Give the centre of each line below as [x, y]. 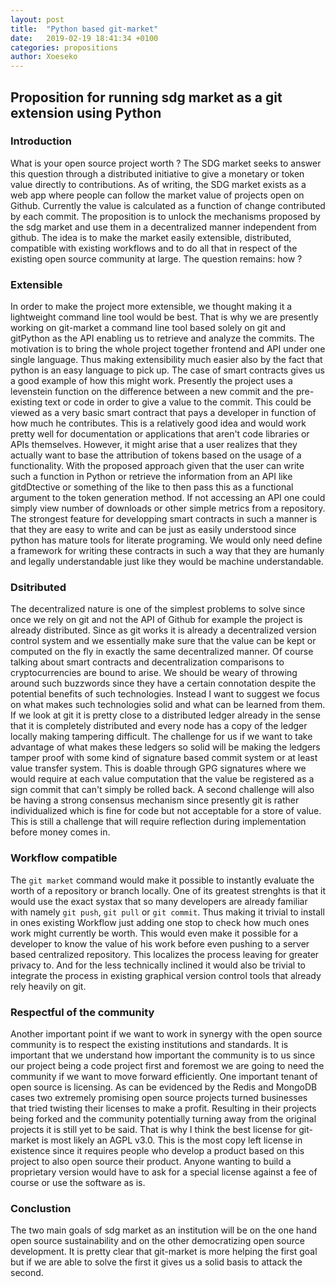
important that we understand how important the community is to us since [163, 1055]
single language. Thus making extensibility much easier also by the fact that [166, 360]
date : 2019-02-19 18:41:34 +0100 [84, 38]
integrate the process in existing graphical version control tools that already [166, 975]
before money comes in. [60, 832]
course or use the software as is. [78, 1182]
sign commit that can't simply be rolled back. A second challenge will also [162, 790]
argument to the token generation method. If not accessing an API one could [168, 498]
